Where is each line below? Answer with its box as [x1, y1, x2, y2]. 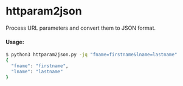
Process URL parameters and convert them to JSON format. [5, 24, 156, 31]
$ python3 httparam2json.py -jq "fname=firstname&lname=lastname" [5, 51, 178, 58]
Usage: [5, 38, 25, 45]
